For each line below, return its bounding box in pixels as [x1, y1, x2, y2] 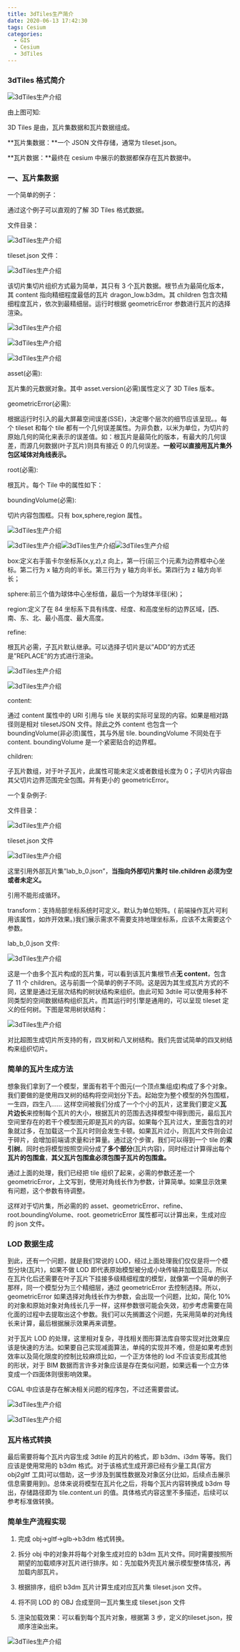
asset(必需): [7, 369, 43, 378]
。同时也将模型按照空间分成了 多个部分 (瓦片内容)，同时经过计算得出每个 [20, 1144, 231, 1153]
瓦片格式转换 [7, 1435, 52, 1445]
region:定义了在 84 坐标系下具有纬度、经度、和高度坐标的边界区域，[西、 [7, 605, 224, 614]
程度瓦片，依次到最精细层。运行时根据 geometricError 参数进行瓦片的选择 [13, 299, 231, 308]
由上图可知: [7, 108, 41, 116]
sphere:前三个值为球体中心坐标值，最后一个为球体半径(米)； [7, 590, 184, 599]
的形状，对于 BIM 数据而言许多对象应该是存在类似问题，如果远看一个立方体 [7, 1361, 229, 1370]
